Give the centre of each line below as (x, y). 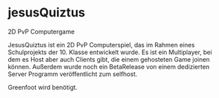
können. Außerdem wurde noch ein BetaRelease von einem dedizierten (109, 66)
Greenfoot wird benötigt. (43, 87)
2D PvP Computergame (41, 32)
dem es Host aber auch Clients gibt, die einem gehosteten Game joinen (109, 59)
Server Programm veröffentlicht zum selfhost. (73, 74)
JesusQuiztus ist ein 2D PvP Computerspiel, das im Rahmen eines (101, 45)
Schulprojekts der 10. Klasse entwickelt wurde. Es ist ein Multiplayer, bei (110, 52)
